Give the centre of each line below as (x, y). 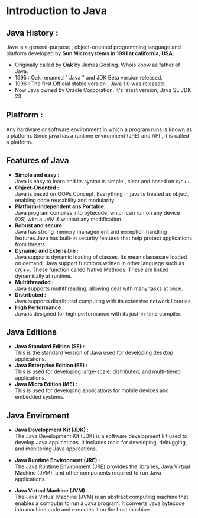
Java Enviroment (38, 416)
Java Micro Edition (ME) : (46, 384)
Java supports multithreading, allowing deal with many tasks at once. (99, 288)
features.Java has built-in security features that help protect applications (103, 238)
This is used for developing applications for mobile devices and (92, 390)
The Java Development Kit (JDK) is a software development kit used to (101, 436)
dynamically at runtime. (43, 276)
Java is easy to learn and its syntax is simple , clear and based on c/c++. (103, 181)
